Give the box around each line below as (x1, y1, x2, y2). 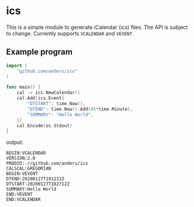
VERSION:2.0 (6, 155, 35, 162)
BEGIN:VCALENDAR (6, 150, 46, 156)
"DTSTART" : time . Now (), (27, 101, 86, 107)
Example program (6, 47, 73, 57)
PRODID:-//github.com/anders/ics (6, 160, 88, 166)
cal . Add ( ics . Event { (17, 96, 65, 101)
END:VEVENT (6, 192, 33, 198)
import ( (6, 63, 28, 68)
